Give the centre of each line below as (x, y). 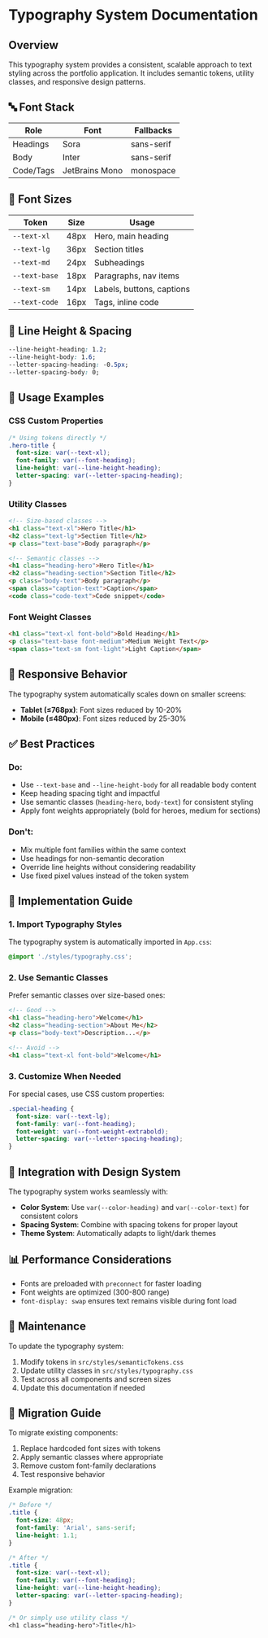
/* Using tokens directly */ (58, 438)
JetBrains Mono (93, 170)
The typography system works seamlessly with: (88, 1191)
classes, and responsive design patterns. (77, 82)
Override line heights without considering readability (108, 867)
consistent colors (49, 1216)
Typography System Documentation (133, 15)
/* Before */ (30, 1505)
